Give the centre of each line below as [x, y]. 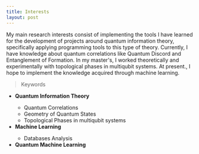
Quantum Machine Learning [50, 144]
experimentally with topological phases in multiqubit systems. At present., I [98, 66]
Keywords [33, 84]
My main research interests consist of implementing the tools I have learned [99, 34]
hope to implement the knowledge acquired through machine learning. [93, 73]
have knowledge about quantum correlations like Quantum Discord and [94, 53]
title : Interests [28, 12]
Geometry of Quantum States [60, 114]
